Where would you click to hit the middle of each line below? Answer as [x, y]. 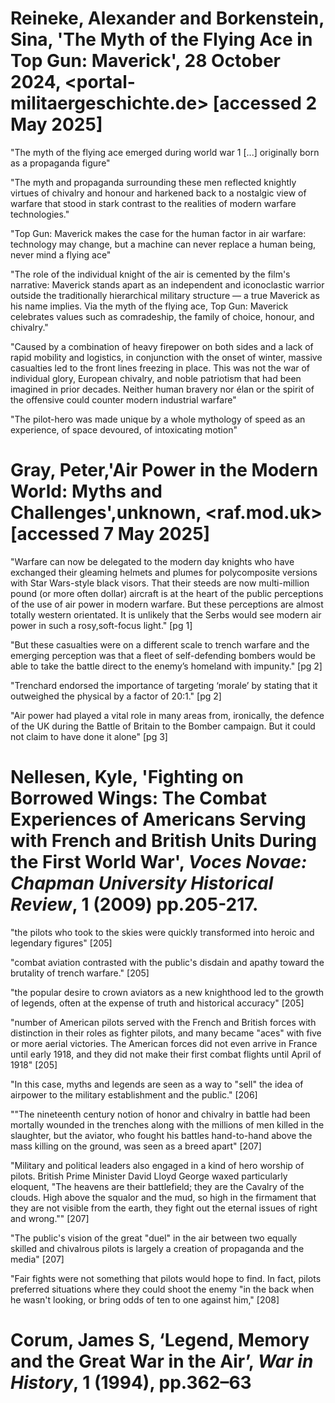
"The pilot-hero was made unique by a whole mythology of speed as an [158, 419]
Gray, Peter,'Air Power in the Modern [164, 470]
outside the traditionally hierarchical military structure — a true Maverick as [165, 295]
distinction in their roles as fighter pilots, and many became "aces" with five [166, 1033]
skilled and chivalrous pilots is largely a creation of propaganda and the [157, 1248]
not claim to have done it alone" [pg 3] [89, 736]
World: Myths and [86, 491]
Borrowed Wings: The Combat [138, 798]
